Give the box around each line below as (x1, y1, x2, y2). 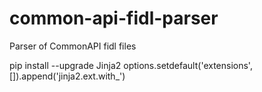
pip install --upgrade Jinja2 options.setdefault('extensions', (9, 59, 253, 71)
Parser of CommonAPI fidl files (9, 40, 137, 52)
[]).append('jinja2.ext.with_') (9, 70, 126, 82)
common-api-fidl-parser (9, 7, 219, 30)
